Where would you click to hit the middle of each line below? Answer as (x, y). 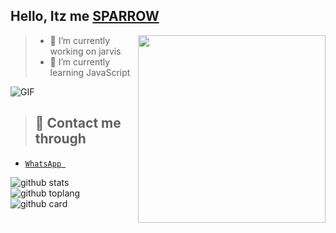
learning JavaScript (90, 72)
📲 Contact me (78, 123)
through (60, 139)
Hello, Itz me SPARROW (85, 16)
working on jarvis (85, 51)
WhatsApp (43, 164)
